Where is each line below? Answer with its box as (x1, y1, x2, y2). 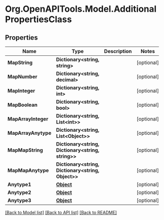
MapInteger (7, 87, 36, 94)
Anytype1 (7, 181, 32, 188)
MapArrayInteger (7, 116, 49, 122)
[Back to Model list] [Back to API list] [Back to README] (5, 210, 117, 215)
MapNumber (7, 73, 38, 80)
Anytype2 (7, 189, 32, 196)
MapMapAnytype (7, 167, 49, 173)
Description (104, 48, 132, 54)
